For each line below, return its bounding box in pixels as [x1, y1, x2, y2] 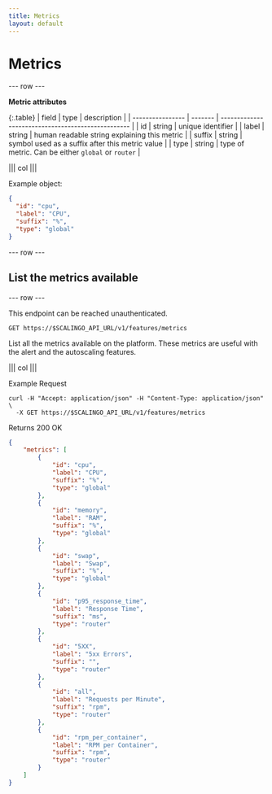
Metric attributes [8, 97, 68, 107]
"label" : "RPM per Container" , [51, 741, 159, 749]
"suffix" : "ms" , [51, 612, 107, 621]
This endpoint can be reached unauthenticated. [8, 308, 169, 318]
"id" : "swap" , [51, 552, 100, 560]
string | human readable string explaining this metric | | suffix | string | [8, 130, 243, 140]
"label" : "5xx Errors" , [51, 650, 133, 658]
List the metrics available [8, 271, 138, 285]
